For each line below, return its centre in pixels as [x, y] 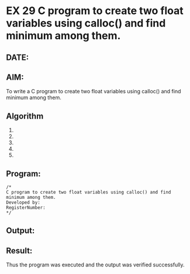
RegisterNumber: [26, 208]
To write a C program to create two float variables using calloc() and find [94, 92]
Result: [19, 251]
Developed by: [23, 203]
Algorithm [25, 116]
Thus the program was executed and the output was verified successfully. [96, 265]
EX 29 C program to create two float [95, 11]
